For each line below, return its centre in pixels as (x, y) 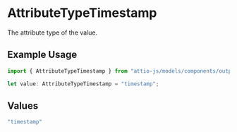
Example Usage (42, 55)
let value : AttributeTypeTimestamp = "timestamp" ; (83, 84)
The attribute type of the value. (53, 32)
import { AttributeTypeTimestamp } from (68, 71)
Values (23, 106)
